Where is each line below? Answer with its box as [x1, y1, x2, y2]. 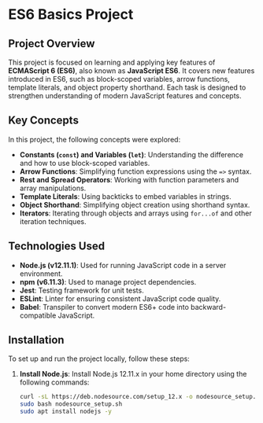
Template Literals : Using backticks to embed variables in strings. [19, 191, 232, 201]
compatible [19, 311, 57, 320]
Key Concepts [8, 114, 79, 127]
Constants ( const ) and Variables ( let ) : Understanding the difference [19, 149, 244, 159]
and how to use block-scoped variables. [19, 158, 150, 167]
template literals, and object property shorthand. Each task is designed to [8, 83, 246, 92]
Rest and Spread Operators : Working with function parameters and [19, 175, 239, 184]
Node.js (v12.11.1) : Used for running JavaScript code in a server [19, 260, 227, 270]
